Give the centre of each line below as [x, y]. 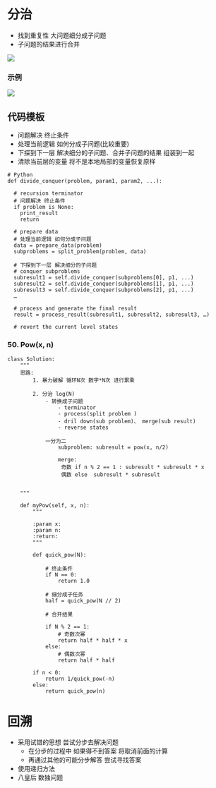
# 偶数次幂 [72, 654]
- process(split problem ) [97, 414]
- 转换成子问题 [64, 402]
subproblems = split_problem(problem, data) [80, 252]
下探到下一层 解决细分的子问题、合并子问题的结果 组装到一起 [106, 153]
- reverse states [83, 428]
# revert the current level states [66, 327]
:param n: [47, 531]
